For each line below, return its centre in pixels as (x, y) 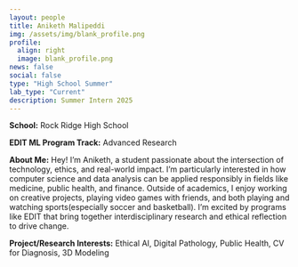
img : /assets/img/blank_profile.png (77, 34)
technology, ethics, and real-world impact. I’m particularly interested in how (148, 169)
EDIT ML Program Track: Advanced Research (93, 142)
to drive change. (39, 226)
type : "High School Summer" (61, 84)
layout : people (37, 17)
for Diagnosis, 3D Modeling (59, 253)
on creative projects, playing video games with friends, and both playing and (149, 198)
